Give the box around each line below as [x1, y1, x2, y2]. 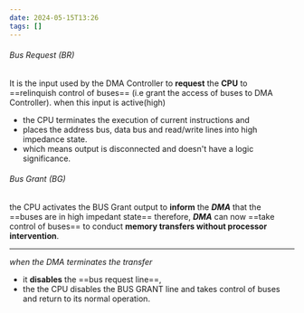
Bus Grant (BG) [9, 174, 66, 185]
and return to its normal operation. [22, 293, 151, 304]
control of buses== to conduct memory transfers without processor [9, 221, 268, 232]
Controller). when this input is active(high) [9, 97, 166, 108]
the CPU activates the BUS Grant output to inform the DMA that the [9, 201, 261, 213]
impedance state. [22, 133, 88, 145]
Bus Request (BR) [9, 50, 75, 61]
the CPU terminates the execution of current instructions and [22, 114, 251, 125]
